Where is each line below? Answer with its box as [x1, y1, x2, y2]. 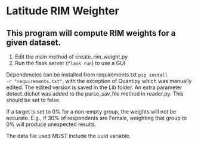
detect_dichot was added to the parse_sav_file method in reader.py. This [6, 90, 184, 97]
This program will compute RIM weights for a [6, 28, 176, 38]
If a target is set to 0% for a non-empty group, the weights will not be [6, 108, 177, 115]
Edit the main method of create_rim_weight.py [14, 53, 128, 60]
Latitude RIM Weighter [6, 4, 119, 18]
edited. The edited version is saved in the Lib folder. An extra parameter [6, 84, 182, 91]
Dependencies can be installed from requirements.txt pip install [6, 71, 168, 78]
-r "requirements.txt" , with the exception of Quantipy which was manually [6, 78, 192, 84]
